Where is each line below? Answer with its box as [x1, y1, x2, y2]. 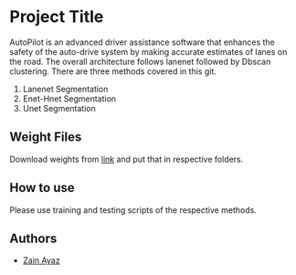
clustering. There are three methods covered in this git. [9, 66, 217, 77]
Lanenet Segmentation [22, 83, 109, 94]
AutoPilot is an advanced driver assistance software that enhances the [9, 37, 276, 48]
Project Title [9, 6, 104, 27]
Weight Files [9, 130, 82, 145]
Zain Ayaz [22, 255, 61, 266]
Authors [9, 230, 58, 246]
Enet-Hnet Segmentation [22, 93, 117, 104]
